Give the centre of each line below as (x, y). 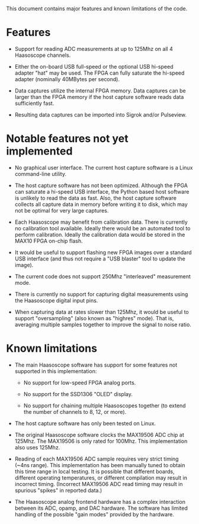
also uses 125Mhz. (37, 447)
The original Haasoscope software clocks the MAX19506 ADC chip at (99, 435)
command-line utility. (41, 173)
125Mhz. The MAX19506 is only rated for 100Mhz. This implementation (101, 441)
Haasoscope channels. (43, 55)
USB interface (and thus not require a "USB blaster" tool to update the (100, 258)
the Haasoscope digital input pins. (56, 300)
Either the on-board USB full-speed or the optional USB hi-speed (94, 66)
